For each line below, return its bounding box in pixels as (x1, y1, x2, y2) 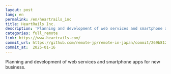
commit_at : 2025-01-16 (5, 45, 56, 50)
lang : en (5, 12, 24, 17)
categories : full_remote (5, 31, 58, 36)
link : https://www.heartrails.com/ (5, 36, 81, 41)
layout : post (5, 7, 33, 13)
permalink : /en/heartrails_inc (5, 17, 72, 22)
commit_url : (5, 40, 31, 45)
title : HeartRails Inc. (5, 21, 56, 27)
